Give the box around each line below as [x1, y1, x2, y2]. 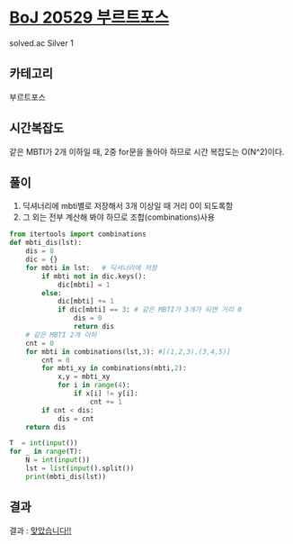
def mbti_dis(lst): [9, 239, 83, 248]
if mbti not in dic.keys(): [41, 271, 146, 281]
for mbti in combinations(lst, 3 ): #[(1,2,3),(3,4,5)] [25, 347, 231, 356]
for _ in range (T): [9, 447, 83, 457]
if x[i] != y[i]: [73, 389, 139, 398]
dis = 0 [73, 313, 102, 323]
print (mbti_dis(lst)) [25, 472, 106, 481]
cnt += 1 [89, 397, 123, 406]
